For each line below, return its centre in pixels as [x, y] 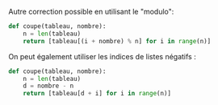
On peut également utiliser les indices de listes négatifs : [102, 56]
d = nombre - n [48, 86]
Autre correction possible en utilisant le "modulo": [91, 12]
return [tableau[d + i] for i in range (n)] [97, 94]
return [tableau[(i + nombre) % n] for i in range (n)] [117, 41]
